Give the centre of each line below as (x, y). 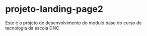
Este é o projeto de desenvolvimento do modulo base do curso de (73, 23)
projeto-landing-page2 (54, 9)
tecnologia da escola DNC (32, 28)
